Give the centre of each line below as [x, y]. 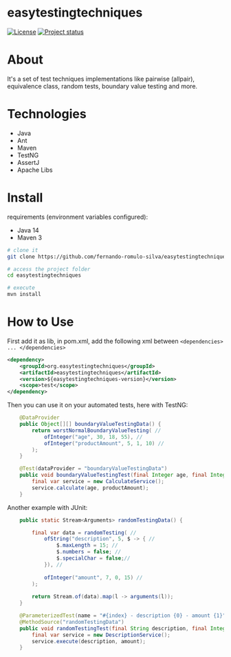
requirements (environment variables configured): [78, 217]
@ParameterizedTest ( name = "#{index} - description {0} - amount [115, 616]
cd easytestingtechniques [44, 275]
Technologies [47, 114]
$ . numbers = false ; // [89, 552]
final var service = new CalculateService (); [98, 482]
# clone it [23, 250]
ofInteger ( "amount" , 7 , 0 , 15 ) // [93, 578]
